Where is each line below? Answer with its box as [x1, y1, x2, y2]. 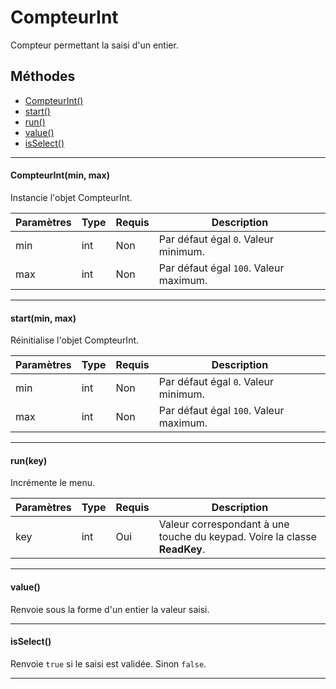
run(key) [10, 454, 48, 466]
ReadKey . [158, 542, 206, 556]
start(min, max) [10, 312, 77, 324]
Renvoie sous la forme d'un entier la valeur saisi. [10, 603, 210, 615]
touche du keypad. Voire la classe [158, 530, 317, 544]
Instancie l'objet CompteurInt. [10, 191, 133, 203]
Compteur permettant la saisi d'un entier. [10, 39, 179, 51]
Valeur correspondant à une [158, 517, 290, 531]
